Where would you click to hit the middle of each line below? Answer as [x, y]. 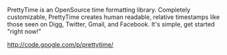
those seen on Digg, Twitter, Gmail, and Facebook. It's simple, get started [111, 24]
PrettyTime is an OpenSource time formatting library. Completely [99, 10]
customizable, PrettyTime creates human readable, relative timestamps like [113, 17]
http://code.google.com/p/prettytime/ [60, 44]
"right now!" [24, 31]
